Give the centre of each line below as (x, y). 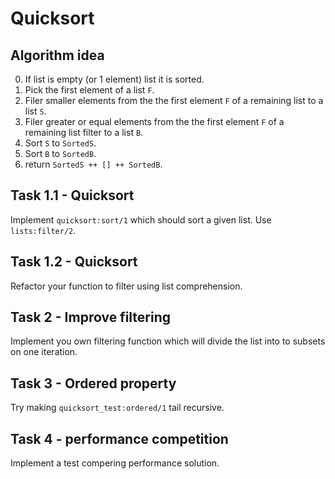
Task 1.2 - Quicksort (74, 262)
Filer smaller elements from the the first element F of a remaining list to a (174, 100)
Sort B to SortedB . (60, 153)
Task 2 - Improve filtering (91, 317)
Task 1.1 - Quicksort (72, 195)
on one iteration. (44, 352)
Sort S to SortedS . (60, 143)
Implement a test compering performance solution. (115, 463)
